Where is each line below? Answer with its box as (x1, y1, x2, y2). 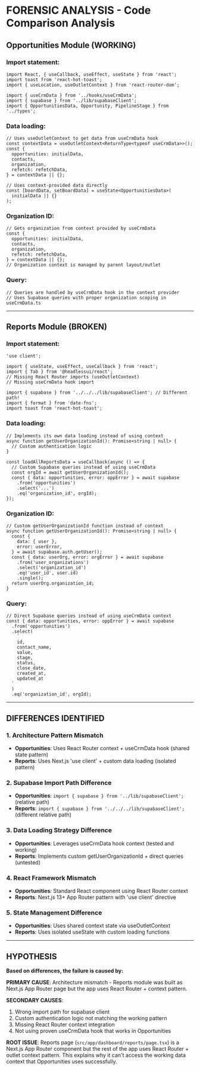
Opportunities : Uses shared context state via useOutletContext (14, 922, 171, 929)
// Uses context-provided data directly (6, 183, 108, 189)
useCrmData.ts (6, 300, 42, 306)
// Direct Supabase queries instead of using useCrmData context (6, 613, 171, 619)
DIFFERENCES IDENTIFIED (6, 713, 105, 723)
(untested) (14, 858, 40, 866)
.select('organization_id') (17, 565, 86, 571)
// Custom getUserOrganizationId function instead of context (6, 523, 164, 529)
